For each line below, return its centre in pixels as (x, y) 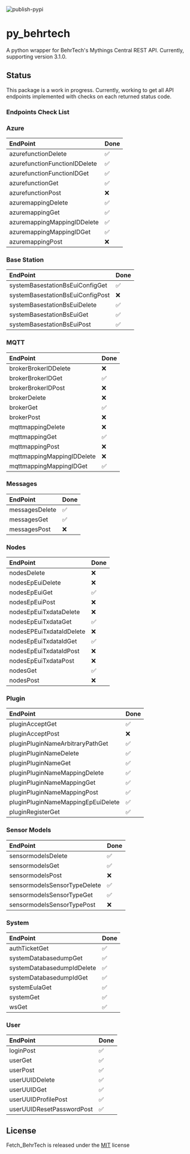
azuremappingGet (34, 212)
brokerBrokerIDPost (37, 388)
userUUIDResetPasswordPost (51, 1109)
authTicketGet (29, 948)
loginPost (22, 1051)
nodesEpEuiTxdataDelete (45, 612)
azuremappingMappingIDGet (50, 232)
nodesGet (23, 671)
